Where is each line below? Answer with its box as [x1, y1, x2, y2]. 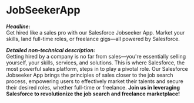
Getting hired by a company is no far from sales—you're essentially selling [6, 53, 186, 60]
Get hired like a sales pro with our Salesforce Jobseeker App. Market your [6, 29, 185, 36]
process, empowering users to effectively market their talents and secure [6, 77, 183, 85]
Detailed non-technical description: [6, 46, 96, 53]
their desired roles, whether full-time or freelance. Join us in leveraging [6, 84, 180, 91]
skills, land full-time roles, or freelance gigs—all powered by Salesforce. [6, 35, 180, 42]
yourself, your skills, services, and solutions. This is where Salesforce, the [6, 59, 185, 66]
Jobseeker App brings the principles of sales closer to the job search [6, 71, 173, 78]
